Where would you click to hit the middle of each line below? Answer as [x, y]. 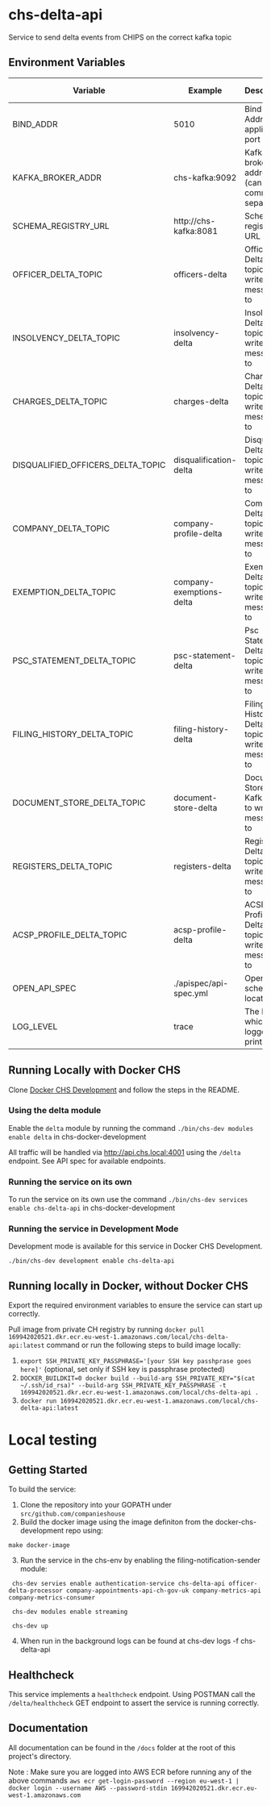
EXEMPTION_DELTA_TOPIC [64, 592]
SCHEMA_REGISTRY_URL [61, 226]
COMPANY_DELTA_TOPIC [61, 528]
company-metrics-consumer [52, 1598]
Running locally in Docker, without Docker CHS [128, 1285]
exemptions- [198, 592]
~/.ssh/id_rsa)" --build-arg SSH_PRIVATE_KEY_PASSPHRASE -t [123, 1386]
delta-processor [35, 1591]
